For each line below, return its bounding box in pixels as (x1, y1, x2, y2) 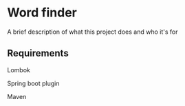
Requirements (7, 47, 69, 59)
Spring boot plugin (7, 79, 60, 87)
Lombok (7, 65, 31, 74)
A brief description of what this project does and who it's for (7, 28, 178, 36)
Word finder (7, 5, 77, 21)
